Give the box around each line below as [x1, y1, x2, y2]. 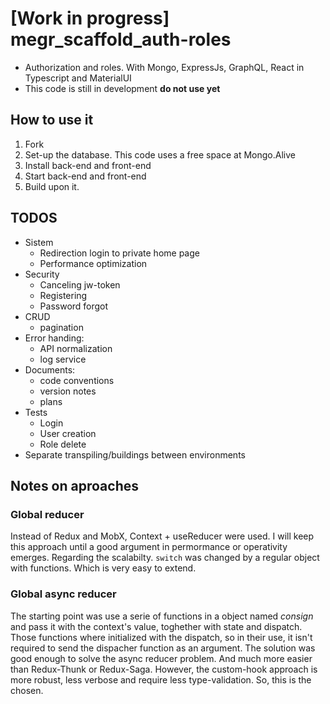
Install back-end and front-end [24, 159, 152, 171]
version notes [39, 385, 97, 397]
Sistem [24, 236, 54, 248]
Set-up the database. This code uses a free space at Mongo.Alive [24, 148, 296, 161]
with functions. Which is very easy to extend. [10, 562, 197, 574]
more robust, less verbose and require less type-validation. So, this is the [10, 673, 312, 686]
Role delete [39, 438, 87, 450]
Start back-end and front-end [24, 170, 147, 182]
